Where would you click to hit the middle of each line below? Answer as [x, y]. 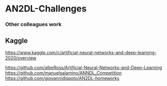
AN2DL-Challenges [46, 9]
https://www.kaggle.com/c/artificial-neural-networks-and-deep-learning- [81, 52]
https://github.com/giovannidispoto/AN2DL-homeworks [62, 78]
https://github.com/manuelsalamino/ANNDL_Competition [64, 72]
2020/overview [21, 57]
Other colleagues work [33, 24]
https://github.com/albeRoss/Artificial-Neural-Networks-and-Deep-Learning [84, 67]
